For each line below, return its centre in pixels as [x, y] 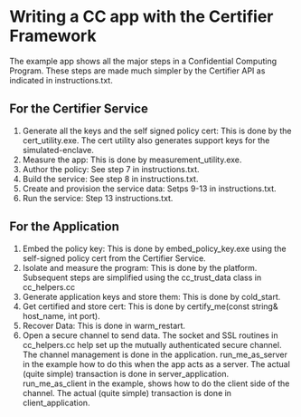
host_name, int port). [61, 315]
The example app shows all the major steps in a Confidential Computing [143, 61]
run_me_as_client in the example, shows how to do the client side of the [156, 383]
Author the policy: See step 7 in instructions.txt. [111, 169]
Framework [53, 36]
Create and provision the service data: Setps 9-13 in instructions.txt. [150, 189]
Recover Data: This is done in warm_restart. [104, 325]
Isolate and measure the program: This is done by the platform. [140, 267]
